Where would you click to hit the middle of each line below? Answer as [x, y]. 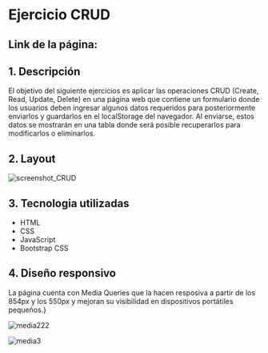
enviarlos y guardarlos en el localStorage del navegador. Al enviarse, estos [131, 116]
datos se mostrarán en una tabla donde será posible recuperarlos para [125, 125]
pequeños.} [27, 310]
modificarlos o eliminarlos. [52, 133]
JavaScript [38, 240]
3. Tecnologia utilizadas [69, 203]
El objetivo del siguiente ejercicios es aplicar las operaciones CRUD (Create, [134, 91]
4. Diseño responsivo [62, 273]
